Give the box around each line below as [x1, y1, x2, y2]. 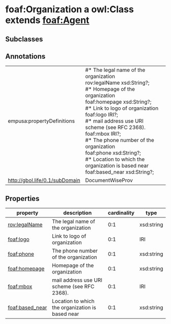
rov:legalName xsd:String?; [85, 79, 150, 86]
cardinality [107, 209, 135, 216]
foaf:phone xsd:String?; [85, 149, 141, 157]
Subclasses [5, 35, 43, 43]
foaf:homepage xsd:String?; [85, 98, 152, 106]
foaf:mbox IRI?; [85, 130, 121, 137]
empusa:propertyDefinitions [8, 117, 75, 124]
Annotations [5, 52, 46, 61]
